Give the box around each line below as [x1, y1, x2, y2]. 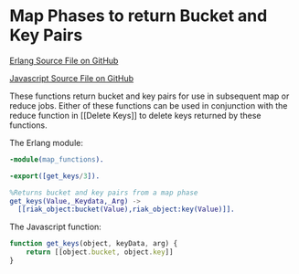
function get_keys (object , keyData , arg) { [9, 239, 178, 248]
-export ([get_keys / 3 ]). [9, 171, 101, 181]
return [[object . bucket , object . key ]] [26, 248, 174, 257]
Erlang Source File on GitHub [9, 55, 119, 66]
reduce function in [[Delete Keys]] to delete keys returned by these [9, 110, 262, 121]
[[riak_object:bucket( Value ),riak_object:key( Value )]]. [17, 205, 235, 215]
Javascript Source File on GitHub [9, 72, 134, 83]
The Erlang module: [9, 137, 84, 148]
